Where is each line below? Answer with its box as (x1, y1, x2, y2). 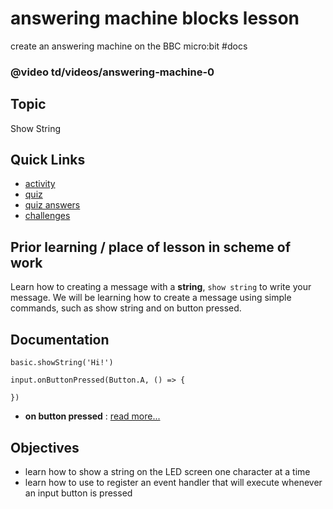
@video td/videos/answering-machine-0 (10, 65, 215, 79)
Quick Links (10, 152, 86, 169)
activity (24, 178, 56, 190)
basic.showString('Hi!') (10, 358, 114, 368)
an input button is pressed (24, 487, 133, 499)
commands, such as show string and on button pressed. (10, 302, 242, 314)
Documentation (10, 331, 110, 348)
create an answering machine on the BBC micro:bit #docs (10, 40, 248, 52)
